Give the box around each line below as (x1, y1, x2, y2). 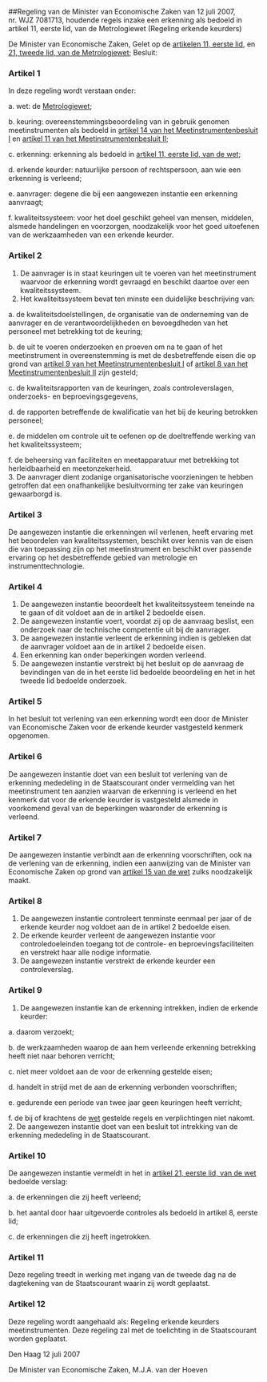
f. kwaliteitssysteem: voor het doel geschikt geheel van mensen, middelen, (8, 213, 254, 223)
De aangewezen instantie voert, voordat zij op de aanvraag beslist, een (19, 617, 254, 626)
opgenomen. (8, 731, 50, 741)
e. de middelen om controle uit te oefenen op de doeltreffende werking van (8, 431, 256, 440)
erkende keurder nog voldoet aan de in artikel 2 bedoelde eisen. (19, 922, 232, 932)
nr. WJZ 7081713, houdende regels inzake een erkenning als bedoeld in (8, 15, 242, 25)
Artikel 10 (8, 1150, 46, 1161)
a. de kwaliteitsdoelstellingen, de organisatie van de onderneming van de (8, 309, 249, 319)
